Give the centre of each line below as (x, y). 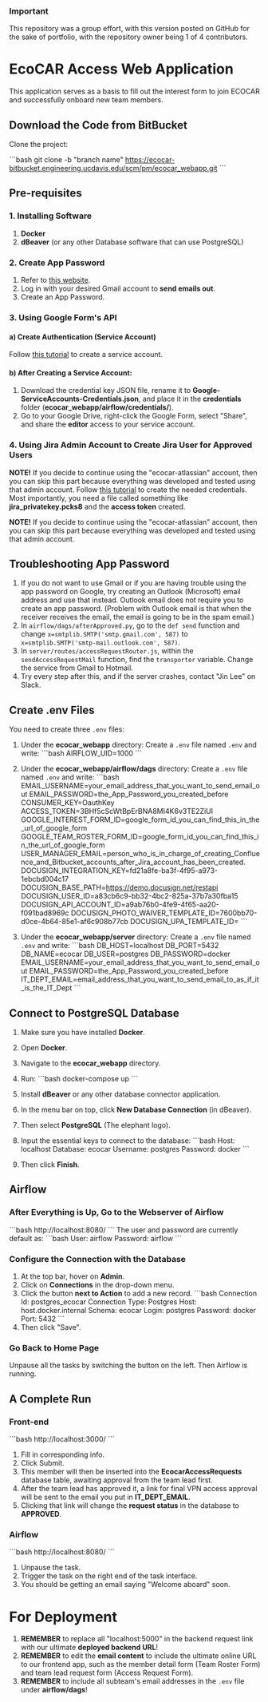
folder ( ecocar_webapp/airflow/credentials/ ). (97, 407)
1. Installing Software (51, 216)
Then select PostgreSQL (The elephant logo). (95, 1125)
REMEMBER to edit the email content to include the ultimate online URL (138, 1656)
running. (23, 1374)
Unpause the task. (51, 1568)
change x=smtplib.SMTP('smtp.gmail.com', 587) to (104, 634)
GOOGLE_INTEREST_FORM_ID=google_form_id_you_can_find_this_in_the (140, 819)
